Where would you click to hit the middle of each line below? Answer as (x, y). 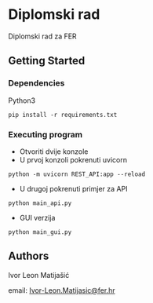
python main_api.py (40, 203)
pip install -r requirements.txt (63, 115)
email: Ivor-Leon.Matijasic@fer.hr (62, 290)
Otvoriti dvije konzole (54, 151)
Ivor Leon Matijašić (39, 275)
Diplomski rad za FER (42, 36)
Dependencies (36, 83)
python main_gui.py (40, 232)
